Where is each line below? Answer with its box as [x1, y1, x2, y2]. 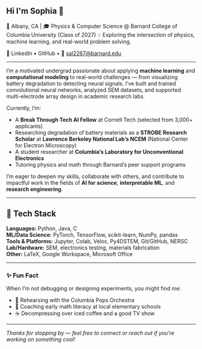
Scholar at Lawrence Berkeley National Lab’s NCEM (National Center [14, 135, 188, 142]
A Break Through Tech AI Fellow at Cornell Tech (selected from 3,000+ [14, 116, 194, 123]
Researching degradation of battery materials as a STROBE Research [14, 129, 188, 136]
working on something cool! [6, 336, 76, 343]
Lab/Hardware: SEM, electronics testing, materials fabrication [6, 244, 160, 251]
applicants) [14, 122, 43, 130]
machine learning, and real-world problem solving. [6, 37, 132, 45]
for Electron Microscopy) [14, 141, 77, 149]
